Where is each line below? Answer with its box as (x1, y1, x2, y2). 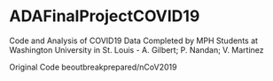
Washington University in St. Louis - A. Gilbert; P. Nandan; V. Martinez (9, 44, 264, 55)
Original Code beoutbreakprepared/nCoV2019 (9, 62, 177, 72)
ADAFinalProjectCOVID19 (9, 6, 200, 26)
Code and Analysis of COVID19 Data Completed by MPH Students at (9, 35, 259, 46)
